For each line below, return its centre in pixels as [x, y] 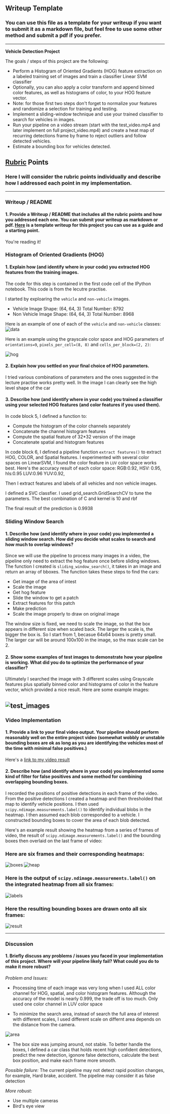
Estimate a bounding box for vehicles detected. [62, 146]
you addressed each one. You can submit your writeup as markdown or [82, 220]
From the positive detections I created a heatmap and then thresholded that [84, 799]
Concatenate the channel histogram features [59, 432]
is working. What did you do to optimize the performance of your [75, 662]
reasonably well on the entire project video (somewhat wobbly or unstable [85, 738]
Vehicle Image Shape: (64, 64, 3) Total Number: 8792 [68, 308]
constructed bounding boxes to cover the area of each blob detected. [78, 820]
